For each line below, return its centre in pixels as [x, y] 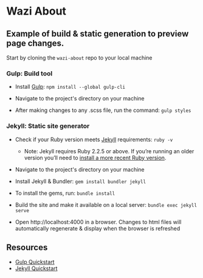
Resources [27, 247]
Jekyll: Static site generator [48, 126]
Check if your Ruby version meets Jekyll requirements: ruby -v [94, 139]
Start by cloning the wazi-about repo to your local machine [80, 58]
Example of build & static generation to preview [98, 34]
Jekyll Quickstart [36, 268]
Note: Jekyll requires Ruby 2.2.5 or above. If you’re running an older [109, 151]
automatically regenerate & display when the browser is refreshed [98, 228]
